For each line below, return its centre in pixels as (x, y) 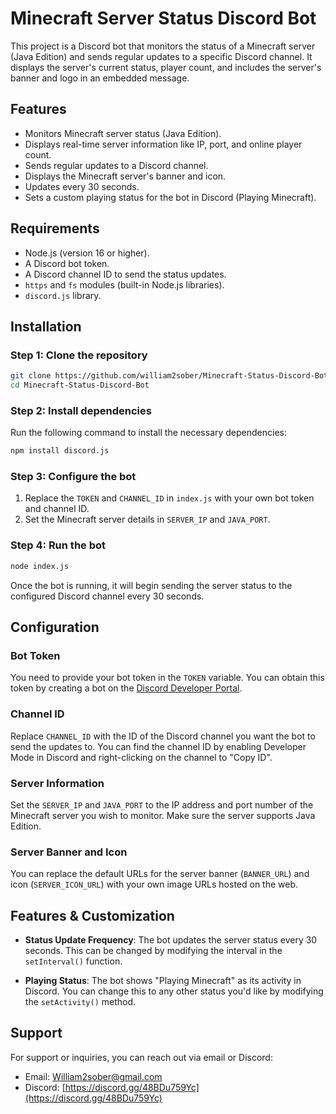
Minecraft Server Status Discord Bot (163, 18)
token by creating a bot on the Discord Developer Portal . (126, 688)
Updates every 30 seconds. (82, 186)
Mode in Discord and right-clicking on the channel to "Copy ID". (141, 757)
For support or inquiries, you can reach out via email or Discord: (141, 1057)
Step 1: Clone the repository (79, 355)
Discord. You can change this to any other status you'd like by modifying (174, 991)
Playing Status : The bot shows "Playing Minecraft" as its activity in (163, 981)
